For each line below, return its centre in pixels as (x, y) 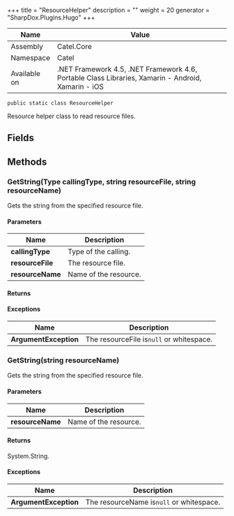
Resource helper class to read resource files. (71, 116)
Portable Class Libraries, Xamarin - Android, (129, 78)
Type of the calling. (99, 252)
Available (25, 74)
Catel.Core (75, 46)
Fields (21, 138)
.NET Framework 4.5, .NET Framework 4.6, (127, 69)
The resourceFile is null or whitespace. (149, 339)
